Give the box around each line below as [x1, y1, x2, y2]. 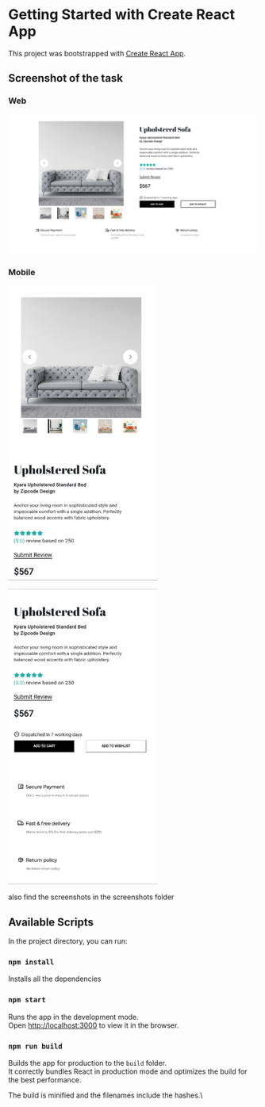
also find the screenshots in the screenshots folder [8, 892, 175, 902]
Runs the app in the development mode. [8, 1012, 139, 1021]
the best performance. [8, 1074, 82, 1084]
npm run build [8, 1041, 63, 1051]
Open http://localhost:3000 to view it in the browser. [8, 1021, 179, 1030]
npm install [8, 958, 55, 967]
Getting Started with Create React [8, 6, 236, 24]
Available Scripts [8, 915, 94, 929]
